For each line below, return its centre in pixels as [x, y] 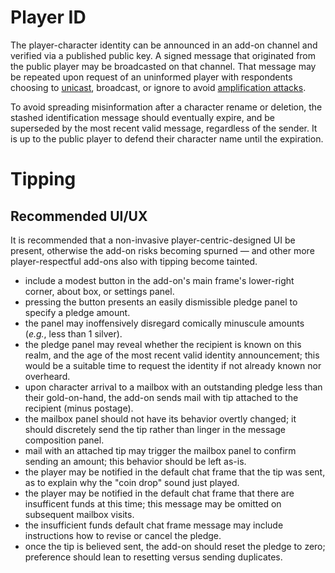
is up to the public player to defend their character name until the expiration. [167, 138]
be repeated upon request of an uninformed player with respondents [151, 77]
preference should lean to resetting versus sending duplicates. [153, 557]
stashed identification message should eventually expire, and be [143, 117]
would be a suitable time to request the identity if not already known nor [173, 365]
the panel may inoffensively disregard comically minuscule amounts [164, 323]
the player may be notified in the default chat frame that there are [159, 493]
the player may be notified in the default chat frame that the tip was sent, [175, 472]
